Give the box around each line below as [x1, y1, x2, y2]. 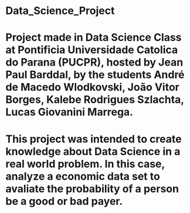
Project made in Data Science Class [5, 31, 182, 44]
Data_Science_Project [5, 4, 115, 18]
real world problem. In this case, [5, 157, 165, 170]
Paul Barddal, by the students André [5, 68, 185, 81]
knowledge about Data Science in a [5, 145, 181, 158]
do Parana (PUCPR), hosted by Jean [5, 56, 184, 69]
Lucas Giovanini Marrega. [5, 105, 133, 119]
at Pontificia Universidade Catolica [5, 43, 178, 57]
